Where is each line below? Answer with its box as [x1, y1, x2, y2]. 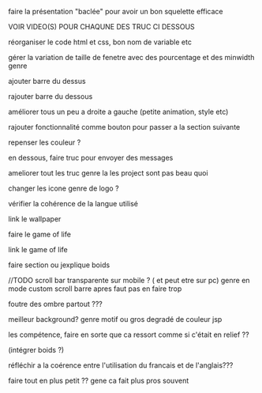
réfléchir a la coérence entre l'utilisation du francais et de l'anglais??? [8, 361, 234, 370]
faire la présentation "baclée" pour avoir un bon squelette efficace [8, 7, 223, 16]
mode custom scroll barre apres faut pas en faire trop [8, 284, 182, 293]
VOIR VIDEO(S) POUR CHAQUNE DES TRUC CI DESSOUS [8, 22, 195, 31]
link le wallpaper [8, 214, 62, 224]
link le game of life [8, 245, 69, 254]
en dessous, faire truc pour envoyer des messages [8, 153, 174, 162]
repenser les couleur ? [8, 138, 81, 147]
